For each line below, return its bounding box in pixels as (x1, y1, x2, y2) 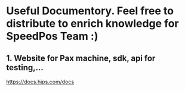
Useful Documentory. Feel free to (6, 4, 174, 18)
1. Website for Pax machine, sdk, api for (6, 53, 156, 63)
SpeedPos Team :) (6, 30, 98, 43)
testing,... (6, 62, 44, 73)
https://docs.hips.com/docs (6, 79, 75, 85)
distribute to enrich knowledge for (6, 17, 179, 30)
